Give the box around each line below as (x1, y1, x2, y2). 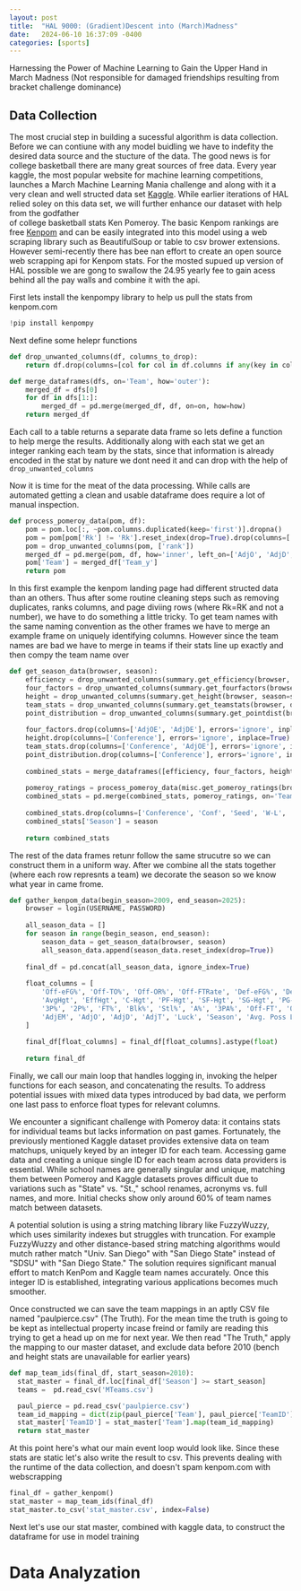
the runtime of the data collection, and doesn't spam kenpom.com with (9, 1462, 271, 1473)
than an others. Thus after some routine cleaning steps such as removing (9, 593, 279, 604)
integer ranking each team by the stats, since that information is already (9, 446, 275, 456)
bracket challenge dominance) (9, 82, 122, 92)
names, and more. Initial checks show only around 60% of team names (9, 1193, 271, 1204)
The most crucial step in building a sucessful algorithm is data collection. (9, 132, 279, 143)
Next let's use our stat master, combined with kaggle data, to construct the (9, 1521, 285, 1532)
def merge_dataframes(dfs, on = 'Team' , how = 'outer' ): (9, 377, 211, 386)
